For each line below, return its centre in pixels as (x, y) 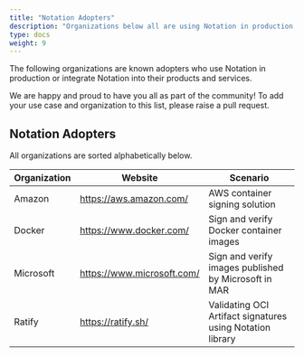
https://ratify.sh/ (114, 322)
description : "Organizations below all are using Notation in (129, 26)
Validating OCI (239, 305)
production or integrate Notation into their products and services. (131, 79)
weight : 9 (28, 43)
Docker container (245, 230)
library (222, 339)
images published (246, 268)
